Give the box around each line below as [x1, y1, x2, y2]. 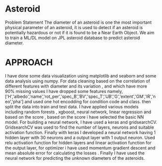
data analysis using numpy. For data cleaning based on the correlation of [5, 78, 150, 84]
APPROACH [5, 57, 53, 68]
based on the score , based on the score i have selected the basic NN [5, 114, 144, 120]
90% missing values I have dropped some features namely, [5, 88, 123, 94]
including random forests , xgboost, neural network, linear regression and [5, 109, 151, 115]
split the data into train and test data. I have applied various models [5, 104, 139, 109]
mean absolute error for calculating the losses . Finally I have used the [5, 150, 145, 156]
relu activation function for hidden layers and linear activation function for [5, 139, 152, 146]
